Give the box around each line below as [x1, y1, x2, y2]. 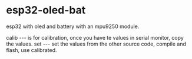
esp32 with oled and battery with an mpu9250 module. [6, 23, 140, 30]
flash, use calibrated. [6, 46, 57, 53]
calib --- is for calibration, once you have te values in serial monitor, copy [6, 34, 184, 41]
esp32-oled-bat [6, 4, 86, 17]
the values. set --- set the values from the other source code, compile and [6, 40, 187, 47]
